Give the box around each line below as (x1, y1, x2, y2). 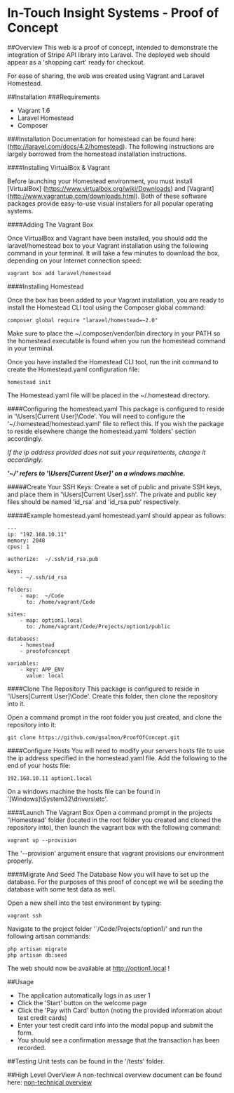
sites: (7, 611, 27, 618)
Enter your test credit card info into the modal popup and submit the (17, 1021, 214, 1029)
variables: (7, 660, 39, 667)
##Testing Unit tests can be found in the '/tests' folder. (7, 1056, 165, 1065)
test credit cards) (17, 1013, 68, 1022)
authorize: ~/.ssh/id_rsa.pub (7, 555, 99, 562)
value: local (25, 672, 64, 679)
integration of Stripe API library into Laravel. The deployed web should (7, 51, 210, 59)
